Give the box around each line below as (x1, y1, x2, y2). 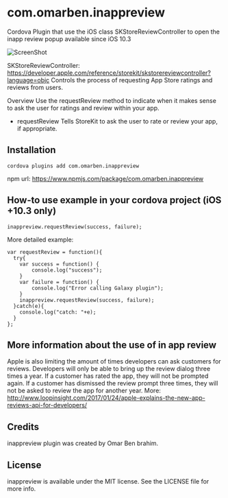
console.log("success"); (31, 266, 103, 274)
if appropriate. (16, 124, 58, 132)
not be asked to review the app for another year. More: (7, 386, 161, 395)
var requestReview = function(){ (7, 248, 103, 255)
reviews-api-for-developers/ (7, 401, 88, 410)
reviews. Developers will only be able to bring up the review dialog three (7, 365, 211, 373)
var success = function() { (19, 261, 99, 268)
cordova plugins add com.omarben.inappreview (7, 163, 139, 169)
